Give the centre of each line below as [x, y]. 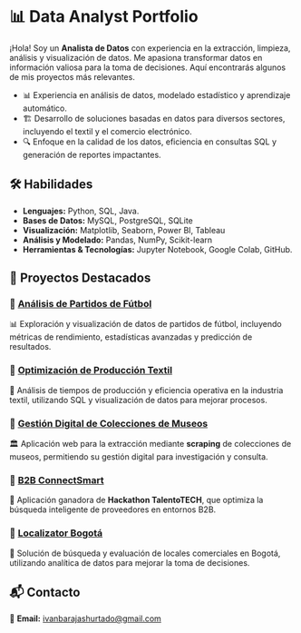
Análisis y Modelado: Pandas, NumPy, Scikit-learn [117, 240]
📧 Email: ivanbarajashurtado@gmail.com [85, 618]
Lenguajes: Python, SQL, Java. [81, 211]
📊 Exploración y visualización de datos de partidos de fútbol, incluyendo [146, 324]
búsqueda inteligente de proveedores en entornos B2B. [113, 509]
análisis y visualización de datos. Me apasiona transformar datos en [136, 57]
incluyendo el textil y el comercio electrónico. [107, 131]
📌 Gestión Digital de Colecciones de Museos [109, 423]
